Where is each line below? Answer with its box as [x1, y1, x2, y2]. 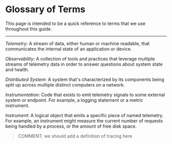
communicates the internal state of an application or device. [5, 46, 132, 52]
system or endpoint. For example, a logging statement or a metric [5, 97, 143, 103]
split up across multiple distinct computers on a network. [5, 81, 125, 88]
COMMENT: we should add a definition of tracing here [17, 133, 133, 139]
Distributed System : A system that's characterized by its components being [5, 76, 165, 82]
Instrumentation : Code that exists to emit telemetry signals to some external [5, 92, 165, 98]
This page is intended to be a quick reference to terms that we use [5, 20, 146, 26]
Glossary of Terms [5, 4, 85, 15]
